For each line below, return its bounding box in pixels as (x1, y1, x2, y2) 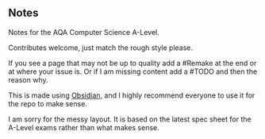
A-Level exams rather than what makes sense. (8, 122, 160, 132)
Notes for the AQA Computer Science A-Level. (8, 27, 160, 37)
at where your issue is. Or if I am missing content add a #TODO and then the (8, 67, 258, 76)
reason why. (8, 75, 49, 84)
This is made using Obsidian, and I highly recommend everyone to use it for (8, 91, 255, 100)
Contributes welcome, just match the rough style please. (8, 43, 193, 52)
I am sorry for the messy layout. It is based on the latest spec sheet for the (8, 114, 252, 124)
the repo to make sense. (8, 98, 87, 108)
